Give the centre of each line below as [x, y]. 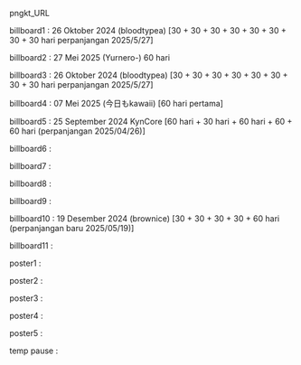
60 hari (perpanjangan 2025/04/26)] [78, 131]
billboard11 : [31, 246]
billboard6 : [30, 149]
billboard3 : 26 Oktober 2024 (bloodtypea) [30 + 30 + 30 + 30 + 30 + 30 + [149, 75]
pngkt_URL [29, 13]
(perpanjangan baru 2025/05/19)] [72, 228]
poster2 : [26, 281]
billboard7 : [30, 166]
